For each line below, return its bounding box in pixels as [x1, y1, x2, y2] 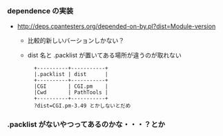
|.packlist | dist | [33, 71, 108, 78]
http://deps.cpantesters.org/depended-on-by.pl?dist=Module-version [17, 22, 216, 30]
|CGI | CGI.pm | [33, 83, 108, 90]
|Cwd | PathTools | [33, 89, 108, 96]
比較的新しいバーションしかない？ [27, 37, 125, 45]
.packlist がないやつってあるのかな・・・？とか [7, 119, 166, 129]
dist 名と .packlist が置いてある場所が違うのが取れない [27, 51, 182, 59]
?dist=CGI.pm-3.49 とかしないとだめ [33, 102, 131, 110]
